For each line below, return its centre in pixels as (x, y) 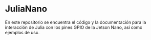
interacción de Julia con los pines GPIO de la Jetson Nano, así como (74, 27)
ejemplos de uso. (22, 32)
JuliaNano (26, 9)
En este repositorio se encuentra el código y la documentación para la (76, 22)
